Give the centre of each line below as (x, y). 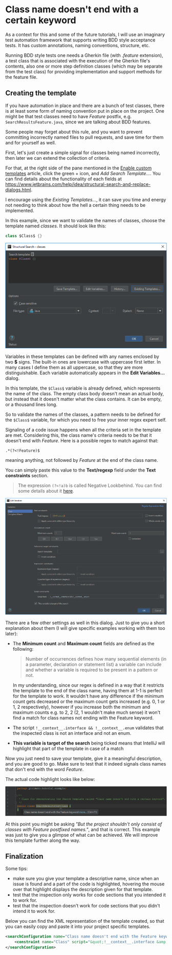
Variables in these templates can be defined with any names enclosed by (82, 356)
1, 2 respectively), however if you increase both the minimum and (81, 707)
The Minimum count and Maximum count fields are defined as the (83, 644)
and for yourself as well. (31, 142)
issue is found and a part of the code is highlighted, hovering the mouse (89, 884)
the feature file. (21, 77)
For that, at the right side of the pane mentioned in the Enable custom (79, 168)
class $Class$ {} (24, 236)
